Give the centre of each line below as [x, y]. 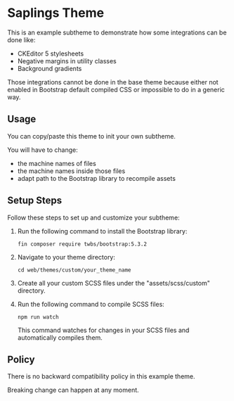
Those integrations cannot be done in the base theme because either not [113, 82]
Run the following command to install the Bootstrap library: [102, 231]
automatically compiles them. [60, 337]
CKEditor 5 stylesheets [51, 53]
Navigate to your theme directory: [66, 257]
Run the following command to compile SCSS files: [91, 304]
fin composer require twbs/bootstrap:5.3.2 [82, 244]
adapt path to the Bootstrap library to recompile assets [96, 178]
